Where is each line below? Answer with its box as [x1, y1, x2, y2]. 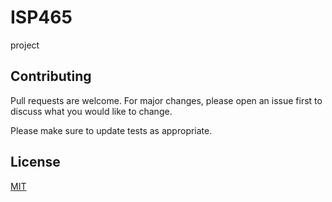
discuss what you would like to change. [10, 105, 173, 117]
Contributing [10, 68, 92, 85]
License [10, 154, 61, 171]
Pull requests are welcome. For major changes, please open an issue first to [10, 94, 323, 106]
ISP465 [10, 6, 73, 29]
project [10, 39, 40, 51]
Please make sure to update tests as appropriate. [10, 124, 213, 136]
